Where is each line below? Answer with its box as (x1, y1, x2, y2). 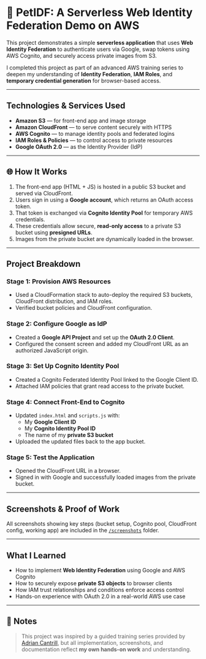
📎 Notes (6, 616, 37, 626)
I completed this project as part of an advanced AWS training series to (6, 64, 184, 71)
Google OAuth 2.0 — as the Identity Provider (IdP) (15, 143, 143, 150)
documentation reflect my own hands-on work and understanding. (21, 645, 191, 653)
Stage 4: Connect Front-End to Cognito (6, 398, 125, 406)
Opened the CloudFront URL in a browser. (15, 467, 121, 475)
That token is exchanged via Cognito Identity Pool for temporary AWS (15, 209, 193, 216)
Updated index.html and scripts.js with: (15, 412, 120, 419)
